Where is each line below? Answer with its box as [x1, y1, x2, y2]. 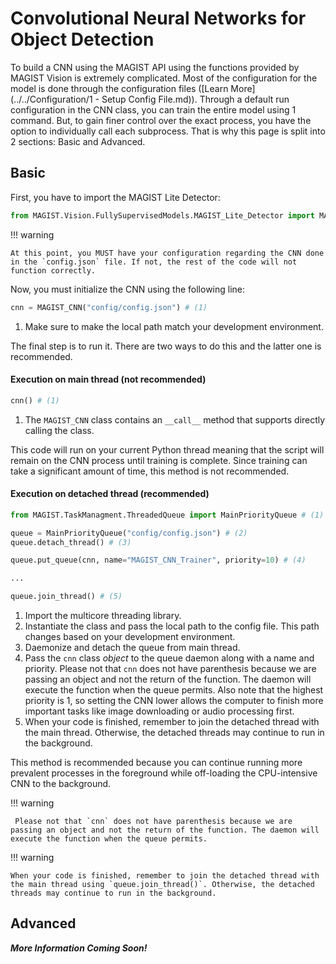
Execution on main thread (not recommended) [10, 373, 207, 386]
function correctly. [10, 265, 97, 276]
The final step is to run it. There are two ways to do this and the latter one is [10, 340, 322, 352]
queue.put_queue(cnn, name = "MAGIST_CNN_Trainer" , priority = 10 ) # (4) [10, 555, 307, 566]
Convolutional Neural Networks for [10, 7, 307, 30]
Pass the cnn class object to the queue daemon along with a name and [24, 652, 315, 664]
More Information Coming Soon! [10, 942, 148, 954]
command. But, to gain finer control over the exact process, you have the [10, 114, 312, 126]
